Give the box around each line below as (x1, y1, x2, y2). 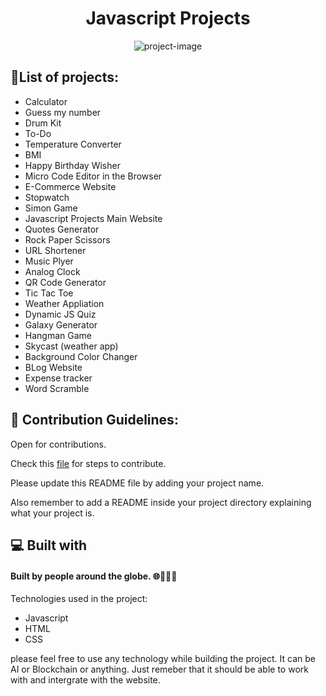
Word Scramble (24, 382, 90, 394)
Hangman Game (24, 329, 92, 341)
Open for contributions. (10, 438, 107, 450)
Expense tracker (24, 372, 93, 384)
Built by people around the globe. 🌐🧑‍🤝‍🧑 (10, 570, 178, 582)
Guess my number (24, 106, 102, 118)
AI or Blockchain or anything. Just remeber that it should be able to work (10, 663, 309, 676)
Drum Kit (24, 117, 62, 129)
